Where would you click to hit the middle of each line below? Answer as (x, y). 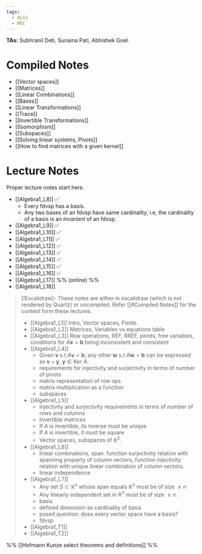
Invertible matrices (62, 420)
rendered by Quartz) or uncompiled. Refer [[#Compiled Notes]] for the (109, 305)
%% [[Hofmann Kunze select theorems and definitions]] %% (82, 545)
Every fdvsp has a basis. (55, 206)
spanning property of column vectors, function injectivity (110, 459)
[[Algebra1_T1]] (49, 527)
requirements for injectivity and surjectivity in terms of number (117, 368)
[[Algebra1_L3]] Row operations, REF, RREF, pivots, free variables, (112, 336)
